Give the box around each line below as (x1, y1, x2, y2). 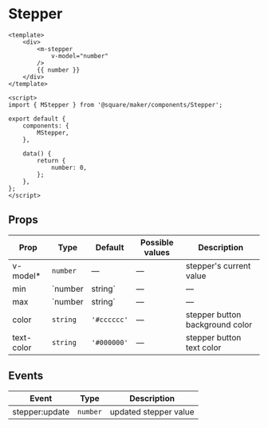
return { (37, 156, 66, 164)
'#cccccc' (91, 315, 129, 324)
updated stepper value (109, 406, 195, 417)
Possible (140, 237, 174, 248)
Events (8, 369, 44, 383)
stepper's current (185, 260, 251, 271)
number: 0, (50, 163, 88, 171)
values (144, 246, 170, 257)
